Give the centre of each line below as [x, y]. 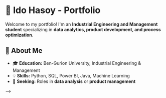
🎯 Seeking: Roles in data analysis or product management [74, 81]
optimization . [19, 35]
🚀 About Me [24, 51]
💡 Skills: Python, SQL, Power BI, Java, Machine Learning [71, 75]
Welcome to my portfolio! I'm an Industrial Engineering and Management [81, 24]
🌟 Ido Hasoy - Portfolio [53, 10]
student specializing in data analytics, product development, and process [83, 29]
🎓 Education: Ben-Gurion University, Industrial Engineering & [77, 63]
